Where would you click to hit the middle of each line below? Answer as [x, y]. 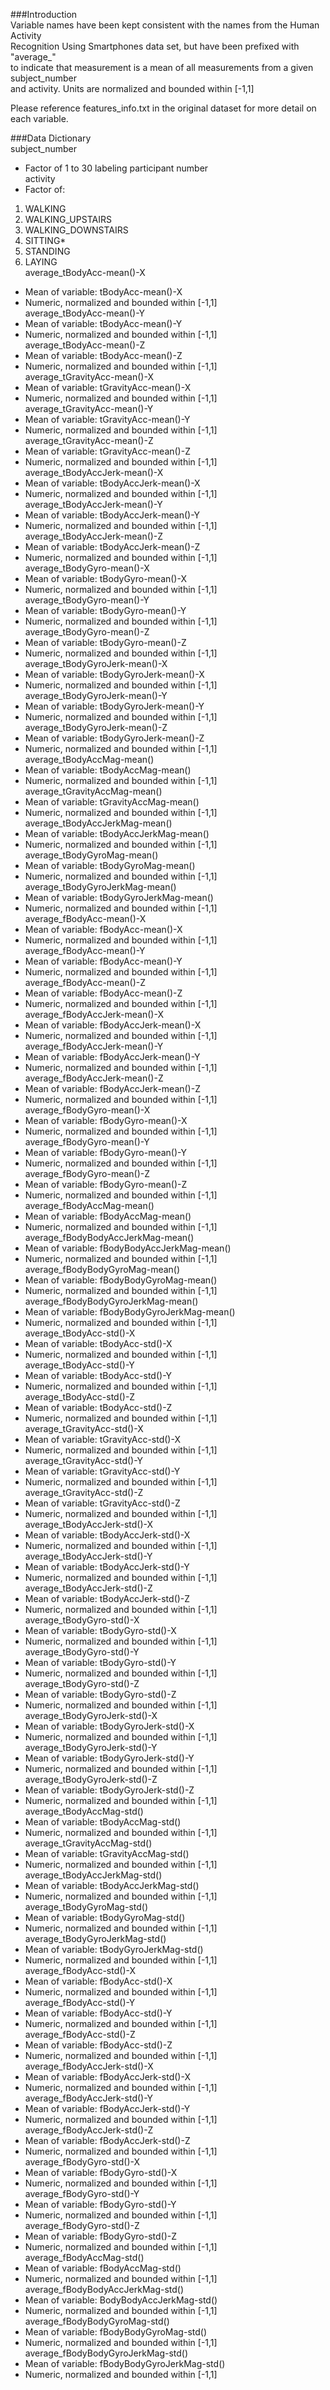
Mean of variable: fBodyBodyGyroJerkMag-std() [125, 2363]
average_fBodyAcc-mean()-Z [85, 982]
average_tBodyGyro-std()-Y [82, 1652]
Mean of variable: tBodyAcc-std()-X [98, 1343]
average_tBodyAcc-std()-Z [80, 1397]
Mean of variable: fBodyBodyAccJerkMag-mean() [128, 1248]
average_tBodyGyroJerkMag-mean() [100, 887]
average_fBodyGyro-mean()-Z [87, 1173]
